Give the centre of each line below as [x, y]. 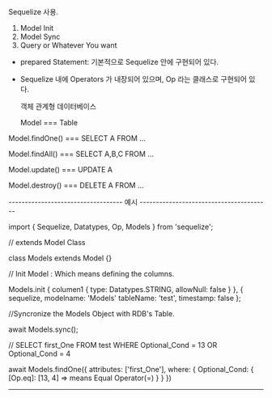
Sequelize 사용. [34, 12]
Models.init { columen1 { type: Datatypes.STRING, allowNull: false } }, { [126, 289]
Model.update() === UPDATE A [61, 169]
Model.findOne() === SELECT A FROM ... [77, 138]
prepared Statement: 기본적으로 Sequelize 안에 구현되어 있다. [119, 62]
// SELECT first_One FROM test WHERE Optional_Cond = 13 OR [113, 345]
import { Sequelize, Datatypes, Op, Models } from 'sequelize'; [111, 227]
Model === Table [49, 123]
